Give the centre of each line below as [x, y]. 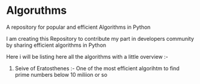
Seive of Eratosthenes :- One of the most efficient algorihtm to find [97, 68]
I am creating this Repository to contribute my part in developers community [100, 38]
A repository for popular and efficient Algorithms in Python [78, 27]
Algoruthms [37, 10]
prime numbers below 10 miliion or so [61, 74]
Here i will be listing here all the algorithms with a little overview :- [87, 56]
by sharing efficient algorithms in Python [56, 45]
